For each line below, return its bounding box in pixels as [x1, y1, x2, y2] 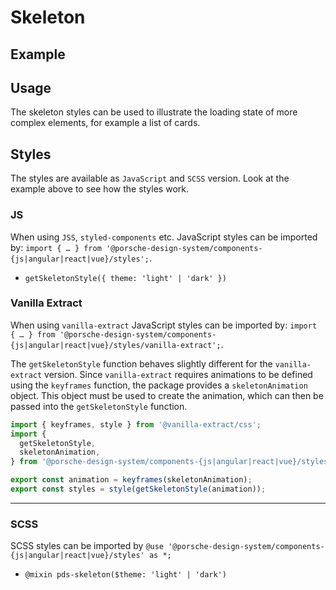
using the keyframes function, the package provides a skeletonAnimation [10, 379, 308, 391]
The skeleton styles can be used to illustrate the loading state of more [10, 106, 298, 118]
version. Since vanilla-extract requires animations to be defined [44, 368, 313, 380]
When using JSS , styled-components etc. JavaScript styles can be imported [10, 231, 318, 243]
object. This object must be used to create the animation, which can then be [10, 389, 324, 401]
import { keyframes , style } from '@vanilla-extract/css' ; [10, 419, 262, 430]
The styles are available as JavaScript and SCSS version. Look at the [10, 172, 290, 185]
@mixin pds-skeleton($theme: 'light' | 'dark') [24, 570, 227, 580]
